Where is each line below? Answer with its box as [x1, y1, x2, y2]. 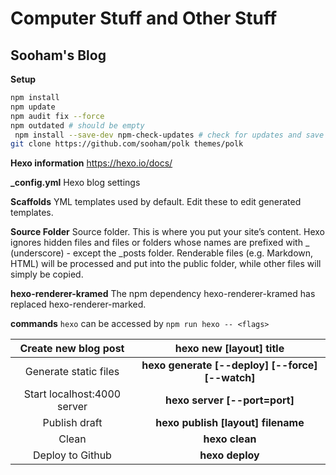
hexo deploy [199, 448, 260, 462]
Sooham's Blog [10, 47, 107, 64]
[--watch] [204, 371, 256, 385]
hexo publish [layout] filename [155, 416, 305, 430]
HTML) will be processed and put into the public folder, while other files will [10, 258, 322, 270]
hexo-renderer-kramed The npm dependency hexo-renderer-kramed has [10, 288, 316, 300]
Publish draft [42, 416, 103, 430]
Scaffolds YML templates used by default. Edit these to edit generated [10, 196, 302, 208]
